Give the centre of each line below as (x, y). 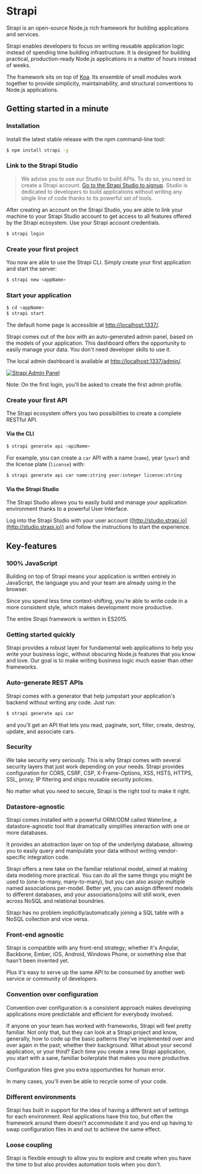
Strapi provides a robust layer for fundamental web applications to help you (100, 648)
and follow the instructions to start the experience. (128, 527)
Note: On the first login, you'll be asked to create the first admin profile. (94, 384)
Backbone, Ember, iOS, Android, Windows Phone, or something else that (96, 954)
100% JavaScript (32, 563)
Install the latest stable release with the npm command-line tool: (86, 139)
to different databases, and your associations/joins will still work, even (93, 894)
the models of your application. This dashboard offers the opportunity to (96, 343)
